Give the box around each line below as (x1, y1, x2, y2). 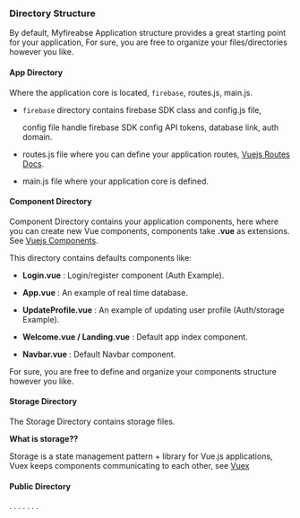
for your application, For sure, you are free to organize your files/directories (9, 37, 288, 47)
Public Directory (9, 480, 72, 491)
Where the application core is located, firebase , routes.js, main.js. (9, 87, 253, 98)
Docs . (21, 158, 45, 168)
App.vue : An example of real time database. (21, 287, 188, 298)
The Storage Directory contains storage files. (9, 416, 176, 427)
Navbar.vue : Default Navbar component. (21, 349, 176, 359)
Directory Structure (9, 7, 96, 20)
